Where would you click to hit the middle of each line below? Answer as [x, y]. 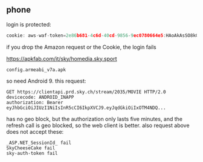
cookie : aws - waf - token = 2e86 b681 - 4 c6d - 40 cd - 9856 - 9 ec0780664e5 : [86, 36]
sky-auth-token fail [32, 153]
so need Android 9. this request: [46, 81]
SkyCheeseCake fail [31, 148]
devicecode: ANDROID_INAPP [40, 97]
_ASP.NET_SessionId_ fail [39, 143]
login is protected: [29, 24]
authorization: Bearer [35, 102]
